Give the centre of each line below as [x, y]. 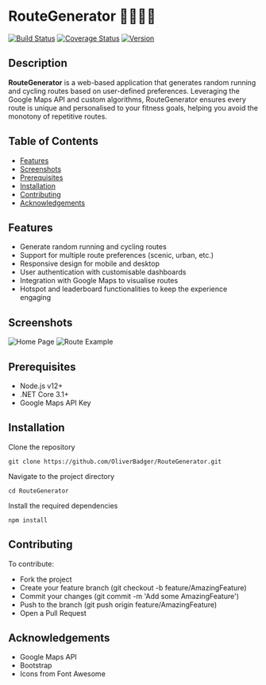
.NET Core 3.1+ [44, 394]
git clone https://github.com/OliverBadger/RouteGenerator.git [115, 461]
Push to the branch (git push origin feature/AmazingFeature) [118, 605]
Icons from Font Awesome [62, 674]
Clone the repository [42, 447]
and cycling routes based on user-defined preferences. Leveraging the [124, 91]
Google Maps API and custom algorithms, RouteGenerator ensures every [127, 99]
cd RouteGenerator [39, 491]
